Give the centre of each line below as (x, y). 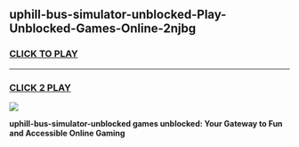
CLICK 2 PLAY (40, 87)
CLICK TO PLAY (44, 54)
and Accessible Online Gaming (67, 133)
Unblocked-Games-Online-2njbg (103, 29)
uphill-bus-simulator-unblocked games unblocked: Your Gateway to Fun (146, 123)
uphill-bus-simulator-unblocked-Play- (118, 15)
